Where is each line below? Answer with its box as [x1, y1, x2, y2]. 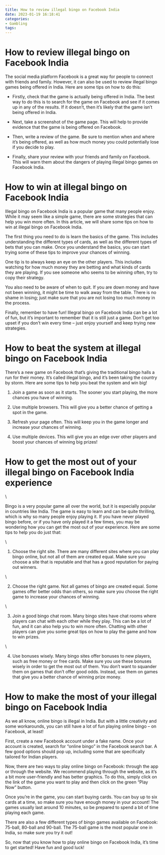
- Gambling [5, 21, 27, 26]
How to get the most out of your [5, 456, 137, 468]
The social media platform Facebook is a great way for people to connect [5, 74, 153, 79]
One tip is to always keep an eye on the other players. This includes [5, 259, 142, 264]
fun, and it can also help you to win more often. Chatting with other [12, 623, 148, 629]
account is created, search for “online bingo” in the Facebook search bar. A [5, 743, 157, 749]
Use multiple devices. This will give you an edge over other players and [12, 434, 157, 440]
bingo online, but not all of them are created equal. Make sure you [12, 554, 146, 559]
